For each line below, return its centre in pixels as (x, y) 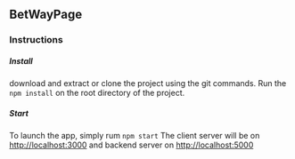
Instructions (37, 40)
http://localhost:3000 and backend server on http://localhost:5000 (131, 145)
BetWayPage (46, 15)
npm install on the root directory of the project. (97, 93)
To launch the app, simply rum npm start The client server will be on (135, 136)
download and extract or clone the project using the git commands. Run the (148, 83)
